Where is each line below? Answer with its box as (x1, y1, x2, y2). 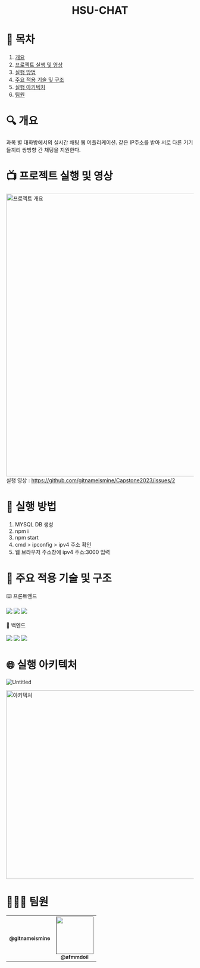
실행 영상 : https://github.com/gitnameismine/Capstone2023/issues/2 (6, 477, 176, 484)
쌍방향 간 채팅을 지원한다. (21, 146, 82, 154)
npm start (14, 534, 39, 541)
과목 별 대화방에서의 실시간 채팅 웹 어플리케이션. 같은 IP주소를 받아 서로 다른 (6, 139, 183, 146)
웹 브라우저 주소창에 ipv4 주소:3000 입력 (14, 548, 110, 556)
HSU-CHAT (71, 4, 129, 17)
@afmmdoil (60, 954, 89, 960)
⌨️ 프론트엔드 (6, 592, 37, 599)
